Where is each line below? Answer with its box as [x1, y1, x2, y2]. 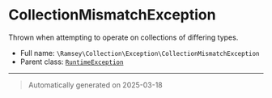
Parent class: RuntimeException [19, 57, 124, 66]
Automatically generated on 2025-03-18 [28, 79, 164, 90]
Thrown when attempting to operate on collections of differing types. [8, 32, 239, 42]
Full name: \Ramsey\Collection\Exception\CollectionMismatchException [19, 48, 261, 58]
